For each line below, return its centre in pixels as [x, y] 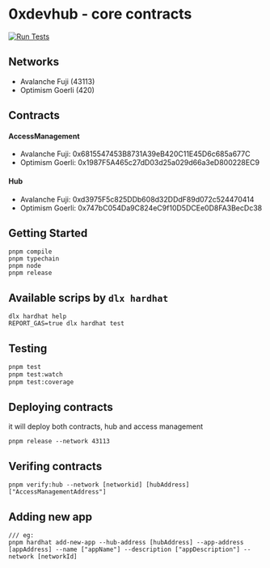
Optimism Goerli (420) [57, 90]
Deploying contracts [61, 407]
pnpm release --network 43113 [59, 442]
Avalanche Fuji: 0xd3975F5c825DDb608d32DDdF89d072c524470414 [137, 199]
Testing [28, 348]
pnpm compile [30, 252]
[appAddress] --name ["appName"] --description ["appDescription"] [124, 550]
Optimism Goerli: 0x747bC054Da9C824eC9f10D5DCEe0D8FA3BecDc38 [141, 208]
